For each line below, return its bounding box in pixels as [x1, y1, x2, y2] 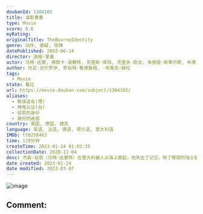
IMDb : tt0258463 [6, 132, 47, 139]
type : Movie [6, 20, 36, 26]
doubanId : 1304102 [6, 8, 53, 15]
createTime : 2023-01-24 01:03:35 [6, 143, 91, 149]
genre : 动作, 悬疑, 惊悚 [6, 43, 63, 49]
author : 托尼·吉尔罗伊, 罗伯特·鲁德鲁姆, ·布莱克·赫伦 [6, 65, 131, 71]
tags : [6, 71, 20, 77]
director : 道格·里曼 [6, 54, 54, 60]
